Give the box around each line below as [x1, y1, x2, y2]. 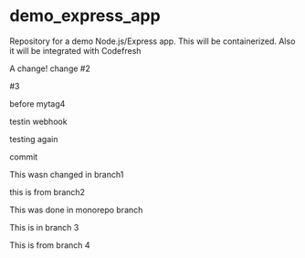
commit [9, 151, 38, 162]
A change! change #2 [9, 63, 91, 74]
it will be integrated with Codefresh [9, 45, 142, 56]
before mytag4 [9, 98, 66, 109]
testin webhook [9, 116, 68, 127]
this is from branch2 [9, 186, 85, 197]
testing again [9, 133, 58, 144]
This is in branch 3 [9, 222, 79, 232]
